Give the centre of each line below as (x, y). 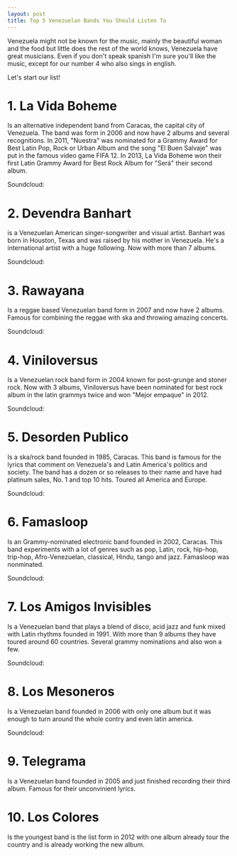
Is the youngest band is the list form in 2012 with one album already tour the (118, 837)
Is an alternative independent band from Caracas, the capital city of (106, 126)
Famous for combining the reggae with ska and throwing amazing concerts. (118, 318)
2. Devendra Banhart (70, 213)
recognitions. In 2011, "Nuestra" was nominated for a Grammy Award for (112, 141)
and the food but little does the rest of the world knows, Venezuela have (112, 48)
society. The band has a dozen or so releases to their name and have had (115, 472)
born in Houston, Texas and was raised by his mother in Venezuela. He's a (116, 240)
